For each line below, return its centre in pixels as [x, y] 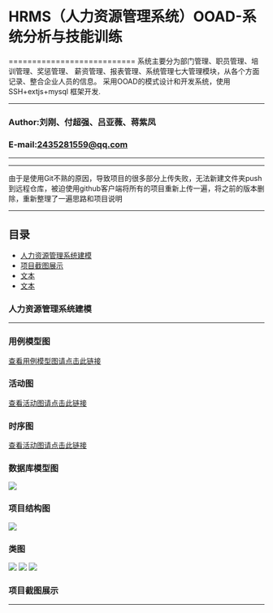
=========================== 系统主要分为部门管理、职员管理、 [130, 61]
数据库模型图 [34, 468]
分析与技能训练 [73, 37]
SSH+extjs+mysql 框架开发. [55, 91]
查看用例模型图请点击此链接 [55, 360]
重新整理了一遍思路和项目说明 [72, 199]
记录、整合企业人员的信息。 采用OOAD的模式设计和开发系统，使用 [119, 81]
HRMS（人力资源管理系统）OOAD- [125, 17]
